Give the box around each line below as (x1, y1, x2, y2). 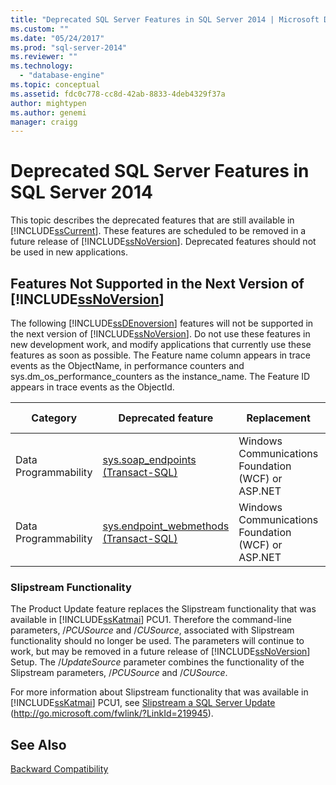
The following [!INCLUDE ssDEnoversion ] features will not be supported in (10, 317, 314, 329)
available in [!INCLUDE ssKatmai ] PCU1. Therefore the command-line (10, 614, 292, 626)
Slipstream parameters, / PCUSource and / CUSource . (10, 667, 228, 679)
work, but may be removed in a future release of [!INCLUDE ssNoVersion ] (10, 646, 311, 658)
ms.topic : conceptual (10, 80, 101, 90)
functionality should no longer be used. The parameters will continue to (10, 635, 305, 647)
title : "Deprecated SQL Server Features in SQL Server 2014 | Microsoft (10, 14, 320, 25)
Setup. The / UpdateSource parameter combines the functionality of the (10, 656, 305, 668)
